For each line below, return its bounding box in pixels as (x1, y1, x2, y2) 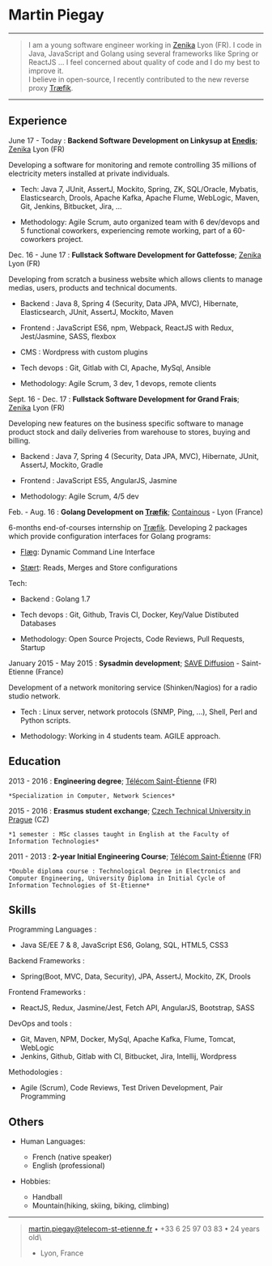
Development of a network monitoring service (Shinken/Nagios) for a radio (8, 682, 257, 692)
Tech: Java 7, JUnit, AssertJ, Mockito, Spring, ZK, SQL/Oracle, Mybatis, (19, 184, 259, 193)
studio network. (8, 690, 61, 701)
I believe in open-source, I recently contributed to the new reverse (28, 74, 249, 84)
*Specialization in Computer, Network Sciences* (8, 792, 176, 800)
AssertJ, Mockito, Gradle (19, 460, 104, 469)
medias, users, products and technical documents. (8, 283, 178, 292)
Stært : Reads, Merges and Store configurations (19, 563, 178, 572)
